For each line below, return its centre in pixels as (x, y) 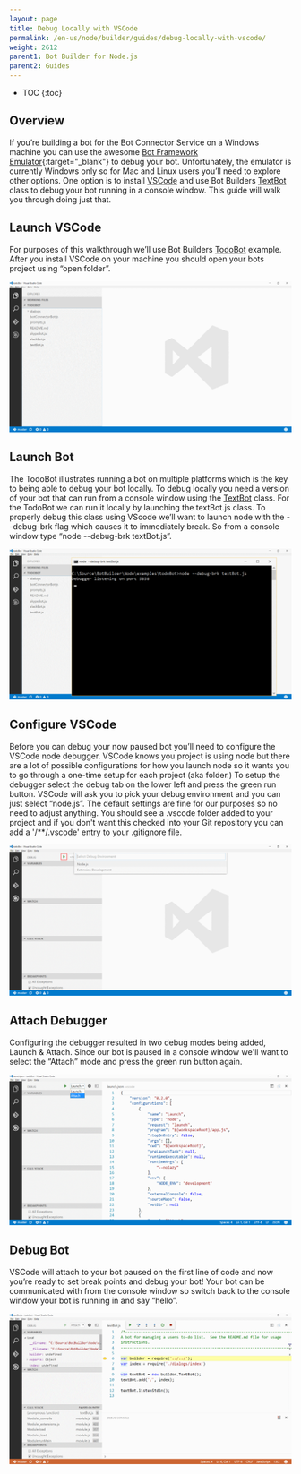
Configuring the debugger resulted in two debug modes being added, (138, 1042)
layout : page (34, 19)
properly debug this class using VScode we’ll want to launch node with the (147, 517)
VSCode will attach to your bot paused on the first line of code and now (141, 1272)
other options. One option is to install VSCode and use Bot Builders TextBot (148, 180)
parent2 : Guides (39, 66)
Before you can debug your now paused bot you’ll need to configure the (142, 746)
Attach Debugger (58, 1021)
